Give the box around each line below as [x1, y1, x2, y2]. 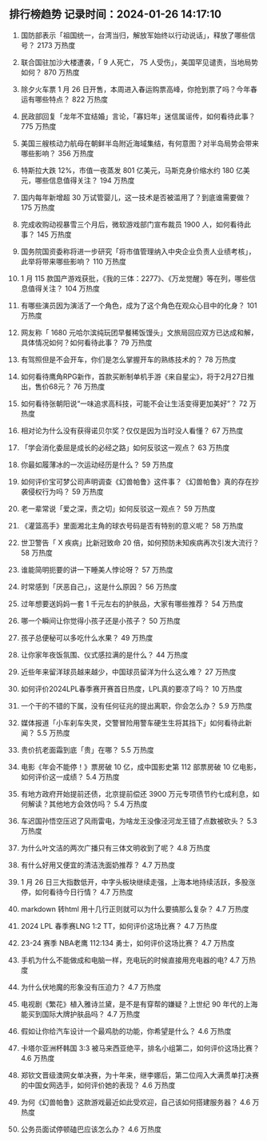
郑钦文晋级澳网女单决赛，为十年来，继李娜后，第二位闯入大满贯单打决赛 [20, 1070, 259, 1079]
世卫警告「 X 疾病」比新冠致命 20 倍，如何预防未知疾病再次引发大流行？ [20, 537, 260, 547]
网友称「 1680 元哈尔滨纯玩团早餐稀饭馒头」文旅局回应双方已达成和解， [20, 327, 258, 337]
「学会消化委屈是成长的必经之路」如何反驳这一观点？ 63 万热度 [20, 443, 230, 452]
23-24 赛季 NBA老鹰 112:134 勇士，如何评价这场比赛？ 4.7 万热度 [20, 938, 235, 947]
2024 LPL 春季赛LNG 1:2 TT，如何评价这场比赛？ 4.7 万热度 [20, 921, 218, 930]
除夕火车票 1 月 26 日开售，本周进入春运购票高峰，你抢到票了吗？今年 [20, 84, 251, 94]
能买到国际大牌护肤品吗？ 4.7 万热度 [20, 1009, 141, 1018]
